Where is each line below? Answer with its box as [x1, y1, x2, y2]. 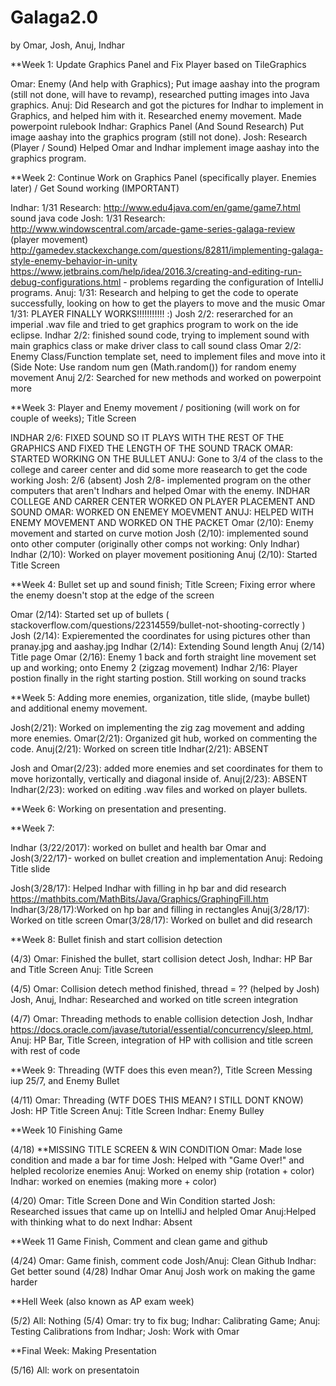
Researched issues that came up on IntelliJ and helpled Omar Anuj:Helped [10, 1205, 317, 1217]
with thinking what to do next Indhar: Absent [10, 1216, 193, 1228]
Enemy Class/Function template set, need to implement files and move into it [10, 350, 326, 362]
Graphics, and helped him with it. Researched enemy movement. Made [10, 109, 302, 121]
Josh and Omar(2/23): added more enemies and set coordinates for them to [10, 762, 323, 774]
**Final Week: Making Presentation [10, 1344, 157, 1356]
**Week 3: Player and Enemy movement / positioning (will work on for [10, 401, 301, 413]
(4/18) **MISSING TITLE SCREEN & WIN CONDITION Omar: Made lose [10, 1143, 303, 1155]
